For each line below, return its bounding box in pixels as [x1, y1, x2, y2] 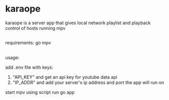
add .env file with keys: [5, 64, 54, 70]
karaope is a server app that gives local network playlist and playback [5, 20, 151, 26]
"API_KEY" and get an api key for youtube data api [12, 74, 117, 80]
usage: [5, 54, 20, 61]
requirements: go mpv [5, 40, 52, 46]
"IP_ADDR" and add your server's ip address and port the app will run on [12, 79, 164, 85]
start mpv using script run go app [5, 89, 75, 95]
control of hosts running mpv [5, 25, 66, 31]
